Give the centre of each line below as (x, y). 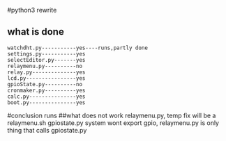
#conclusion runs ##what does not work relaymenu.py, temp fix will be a (112, 115)
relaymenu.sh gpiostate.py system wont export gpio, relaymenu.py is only (113, 123)
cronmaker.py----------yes (46, 90)
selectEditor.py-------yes (46, 60)
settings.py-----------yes (46, 54)
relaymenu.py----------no (45, 66)
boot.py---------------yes (46, 102)
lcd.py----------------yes (46, 78)
